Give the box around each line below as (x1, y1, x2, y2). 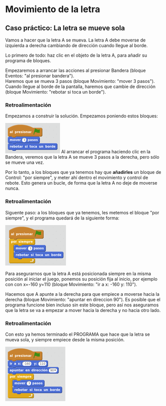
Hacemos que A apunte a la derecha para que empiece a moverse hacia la (5, 291, 159, 297)
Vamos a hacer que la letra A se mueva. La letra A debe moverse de (5, 37, 146, 43)
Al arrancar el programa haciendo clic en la (61, 149, 151, 155)
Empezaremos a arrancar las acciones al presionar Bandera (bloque (5, 67, 146, 73)
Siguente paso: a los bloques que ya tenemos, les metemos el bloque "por (5, 209, 159, 215)
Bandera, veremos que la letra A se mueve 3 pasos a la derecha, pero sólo (5, 154, 159, 160)
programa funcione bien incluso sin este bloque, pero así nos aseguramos (5, 302, 159, 308)
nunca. (5, 186, 20, 192)
